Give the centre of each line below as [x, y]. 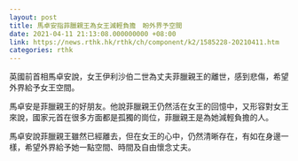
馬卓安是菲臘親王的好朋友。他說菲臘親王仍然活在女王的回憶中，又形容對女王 [149, 106]
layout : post [33, 17]
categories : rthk [41, 50]
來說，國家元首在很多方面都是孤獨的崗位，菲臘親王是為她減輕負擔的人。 [141, 118]
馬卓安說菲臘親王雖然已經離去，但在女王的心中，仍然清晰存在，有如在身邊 [145, 136]
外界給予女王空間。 [44, 88]
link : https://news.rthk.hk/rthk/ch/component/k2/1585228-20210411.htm [144, 42]
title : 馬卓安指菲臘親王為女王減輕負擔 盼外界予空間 [96, 26]
